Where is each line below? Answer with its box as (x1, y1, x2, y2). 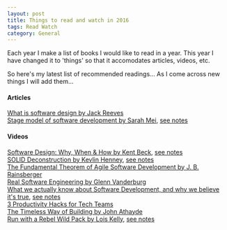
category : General (7, 29, 61, 37)
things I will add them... (7, 78, 75, 86)
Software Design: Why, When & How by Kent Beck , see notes (7, 148, 183, 156)
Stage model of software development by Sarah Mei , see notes (7, 116, 188, 124)
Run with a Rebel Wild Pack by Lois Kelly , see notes (7, 215, 155, 223)
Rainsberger (7, 170, 42, 178)
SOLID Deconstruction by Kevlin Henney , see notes (7, 155, 155, 164)
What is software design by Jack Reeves (7, 109, 124, 117)
